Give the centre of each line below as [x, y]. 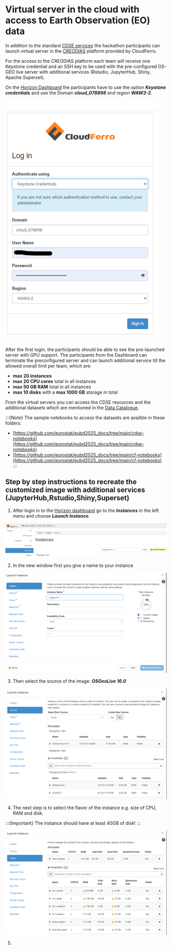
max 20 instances [32, 376]
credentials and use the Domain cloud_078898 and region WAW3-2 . [79, 93]
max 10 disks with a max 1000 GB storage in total [65, 392]
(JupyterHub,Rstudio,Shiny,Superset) [67, 498]
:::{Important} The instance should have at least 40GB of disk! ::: [73, 823]
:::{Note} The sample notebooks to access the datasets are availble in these [85, 417]
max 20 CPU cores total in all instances [54, 381]
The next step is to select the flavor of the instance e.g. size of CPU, [84, 808]
